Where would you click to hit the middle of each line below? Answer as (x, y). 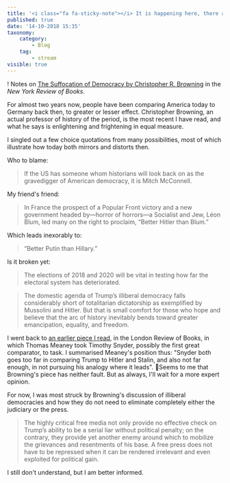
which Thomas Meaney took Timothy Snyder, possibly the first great (103, 345)
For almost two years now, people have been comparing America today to (111, 104)
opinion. (18, 382)
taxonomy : (21, 33)
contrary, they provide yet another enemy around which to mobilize (119, 437)
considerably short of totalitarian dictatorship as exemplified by (113, 303)
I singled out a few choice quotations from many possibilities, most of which (114, 139)
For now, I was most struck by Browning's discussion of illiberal (97, 395)
